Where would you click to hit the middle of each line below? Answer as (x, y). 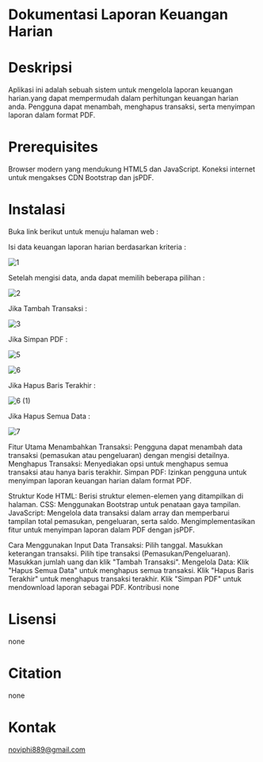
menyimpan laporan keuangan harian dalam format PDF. (100, 481)
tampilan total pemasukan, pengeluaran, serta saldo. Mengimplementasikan (132, 521)
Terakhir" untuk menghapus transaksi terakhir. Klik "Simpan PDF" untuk (125, 579)
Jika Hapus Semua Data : (50, 416)
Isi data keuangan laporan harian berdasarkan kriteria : (97, 247)
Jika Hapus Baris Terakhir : (52, 385)
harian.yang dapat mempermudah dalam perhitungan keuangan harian (124, 98)
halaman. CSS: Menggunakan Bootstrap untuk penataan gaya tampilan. (124, 504)
